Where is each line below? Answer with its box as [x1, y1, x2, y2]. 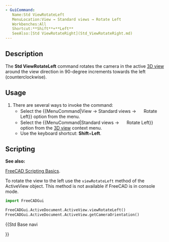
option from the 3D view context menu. [20, 125, 103, 131]
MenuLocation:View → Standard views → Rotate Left [12, 17, 122, 22]
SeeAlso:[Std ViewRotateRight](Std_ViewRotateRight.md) [12, 31, 133, 36]
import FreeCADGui [5, 198, 44, 204]
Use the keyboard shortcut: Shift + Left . [20, 130, 102, 136]
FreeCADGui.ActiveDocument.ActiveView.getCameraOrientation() [5, 212, 140, 218]
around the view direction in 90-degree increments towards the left [5, 68, 146, 74]
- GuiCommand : [5, 7, 36, 13]
